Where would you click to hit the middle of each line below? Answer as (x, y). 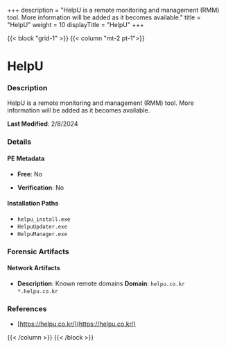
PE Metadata (26, 158)
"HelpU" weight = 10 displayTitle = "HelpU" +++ (76, 25)
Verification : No (41, 188)
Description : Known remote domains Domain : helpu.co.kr (101, 283)
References (27, 308)
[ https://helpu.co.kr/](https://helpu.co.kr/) (77, 324)
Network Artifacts (34, 268)
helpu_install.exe (44, 219)
